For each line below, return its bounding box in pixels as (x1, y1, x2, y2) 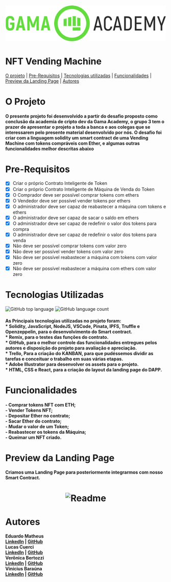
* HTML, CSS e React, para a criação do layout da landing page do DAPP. (5, 366, 162, 373)
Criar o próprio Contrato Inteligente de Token (12, 180, 108, 187)
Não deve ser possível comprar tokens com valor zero (12, 243, 127, 249)
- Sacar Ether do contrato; (5, 418, 62, 424)
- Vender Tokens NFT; (5, 407, 53, 413)
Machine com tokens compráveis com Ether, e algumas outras (5, 140, 140, 146)
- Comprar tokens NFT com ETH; (5, 402, 76, 408)
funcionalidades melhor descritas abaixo (5, 146, 94, 152)
